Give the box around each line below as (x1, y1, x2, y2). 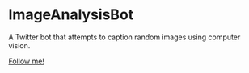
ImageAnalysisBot (8, 6, 134, 24)
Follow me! (8, 56, 44, 66)
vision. (8, 40, 31, 50)
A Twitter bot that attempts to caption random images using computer (8, 32, 241, 42)
